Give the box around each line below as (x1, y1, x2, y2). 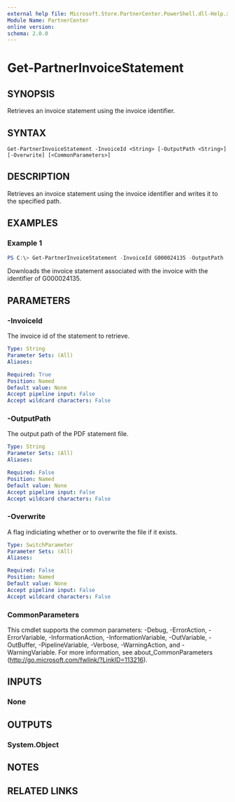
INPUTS (7, 676, 42, 688)
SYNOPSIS (7, 88, 55, 100)
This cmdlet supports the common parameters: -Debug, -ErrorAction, (7, 626, 208, 634)
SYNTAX (7, 127, 47, 139)
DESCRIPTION (7, 171, 70, 183)
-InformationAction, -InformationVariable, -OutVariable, (48, 633, 208, 642)
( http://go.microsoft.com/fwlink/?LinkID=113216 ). (7, 656, 148, 664)
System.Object (7, 739, 59, 749)
